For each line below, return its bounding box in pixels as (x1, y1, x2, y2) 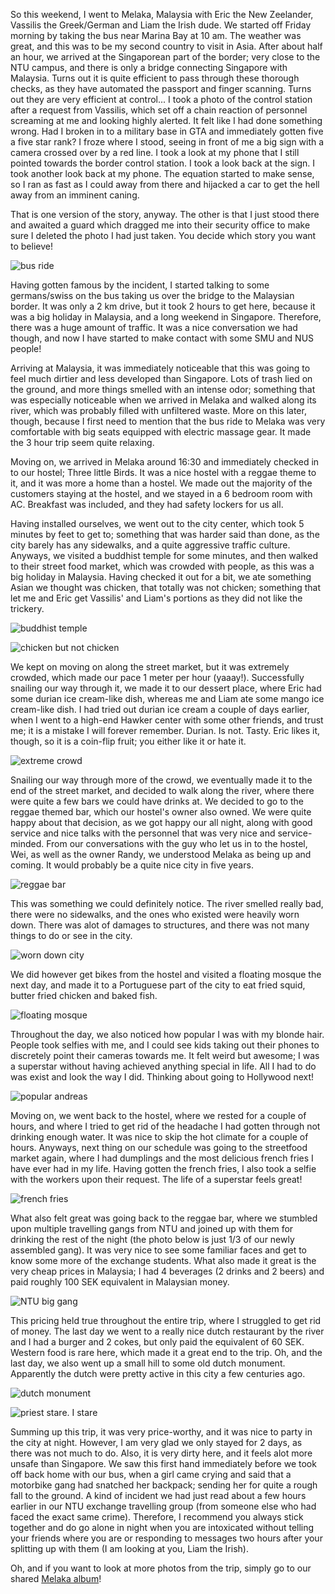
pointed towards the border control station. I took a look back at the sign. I (10, 157, 316, 169)
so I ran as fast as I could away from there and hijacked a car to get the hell (10, 179, 320, 190)
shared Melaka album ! (10, 1573, 102, 1584)
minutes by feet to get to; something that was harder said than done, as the (10, 529, 320, 540)
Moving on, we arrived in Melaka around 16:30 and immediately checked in (10, 456, 320, 468)
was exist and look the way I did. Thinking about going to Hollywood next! (10, 1071, 315, 1083)
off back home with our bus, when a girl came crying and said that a (10, 1469, 292, 1480)
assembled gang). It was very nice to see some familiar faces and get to (10, 1244, 307, 1256)
